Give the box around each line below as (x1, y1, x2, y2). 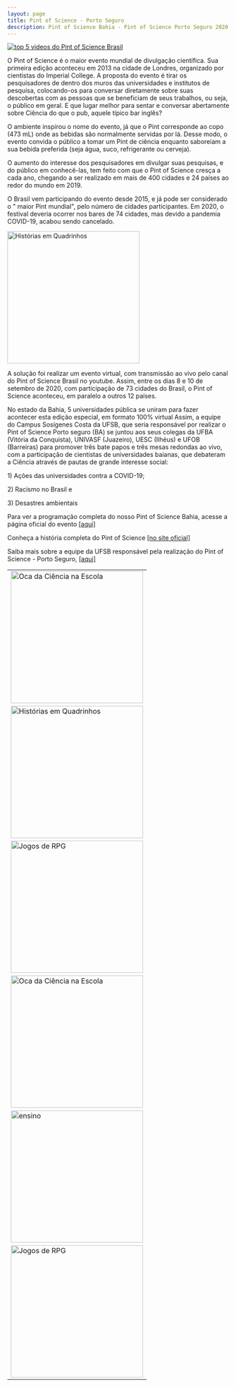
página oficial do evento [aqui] (7, 520, 97, 529)
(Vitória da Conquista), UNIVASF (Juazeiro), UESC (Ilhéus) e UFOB (7, 435, 201, 444)
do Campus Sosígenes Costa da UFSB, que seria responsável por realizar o (7, 420, 227, 429)
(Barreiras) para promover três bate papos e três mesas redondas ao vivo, (7, 443, 223, 451)
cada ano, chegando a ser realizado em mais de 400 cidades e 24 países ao (7, 173, 229, 182)
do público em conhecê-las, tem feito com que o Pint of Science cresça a (7, 166, 221, 175)
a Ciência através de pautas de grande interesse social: (7, 458, 168, 466)
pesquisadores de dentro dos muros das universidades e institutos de (7, 79, 210, 87)
